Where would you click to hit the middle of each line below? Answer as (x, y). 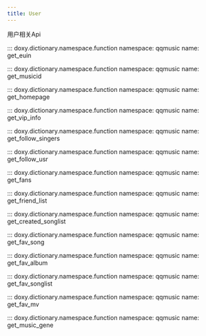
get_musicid (24, 76)
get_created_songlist (37, 221)
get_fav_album (28, 263)
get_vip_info (24, 118)
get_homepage (29, 97)
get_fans (20, 180)
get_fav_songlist (30, 283)
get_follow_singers (34, 138)
